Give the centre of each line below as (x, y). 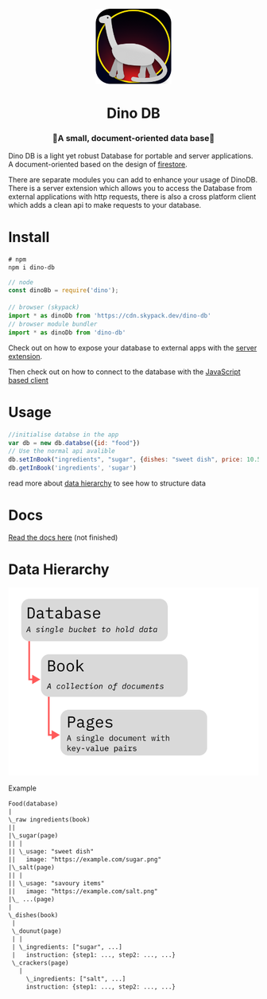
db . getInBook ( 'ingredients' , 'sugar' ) (72, 468)
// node (21, 282)
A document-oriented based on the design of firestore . (98, 164)
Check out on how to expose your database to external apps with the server (133, 348)
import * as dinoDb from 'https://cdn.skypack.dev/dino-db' (110, 316)
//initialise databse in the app (64, 435)
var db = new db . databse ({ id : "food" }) (74, 443)
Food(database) (33, 804)
